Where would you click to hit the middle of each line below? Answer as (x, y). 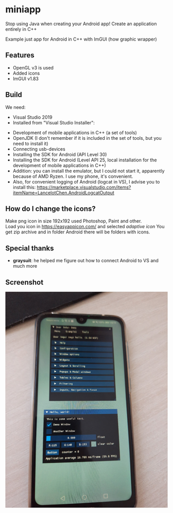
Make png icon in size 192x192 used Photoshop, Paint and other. (74, 221)
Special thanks (30, 248)
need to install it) (31, 143)
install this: (24, 187)
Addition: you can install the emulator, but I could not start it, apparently (89, 171)
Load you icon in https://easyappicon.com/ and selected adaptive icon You (85, 227)
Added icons (26, 73)
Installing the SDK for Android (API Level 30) (60, 154)
